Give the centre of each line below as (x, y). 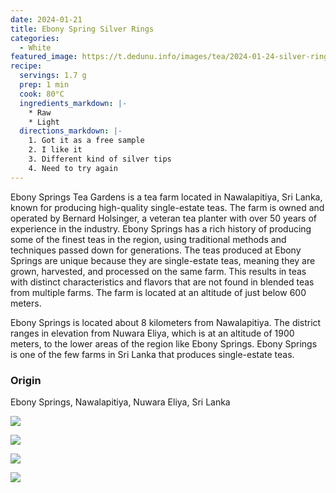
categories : (35, 38)
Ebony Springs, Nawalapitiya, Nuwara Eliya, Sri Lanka (120, 402)
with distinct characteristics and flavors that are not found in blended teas (162, 282)
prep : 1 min (44, 85)
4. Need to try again (73, 168)
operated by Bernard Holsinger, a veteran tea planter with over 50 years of (164, 218)
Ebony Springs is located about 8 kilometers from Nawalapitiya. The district (166, 322)
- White (35, 47)
